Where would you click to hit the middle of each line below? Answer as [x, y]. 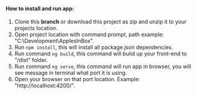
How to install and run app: [40, 8]
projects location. [36, 28]
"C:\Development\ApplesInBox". [54, 41]
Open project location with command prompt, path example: [89, 35]
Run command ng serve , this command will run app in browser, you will [103, 67]
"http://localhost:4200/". [45, 86]
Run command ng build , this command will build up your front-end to [101, 54]
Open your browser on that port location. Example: [77, 79]
